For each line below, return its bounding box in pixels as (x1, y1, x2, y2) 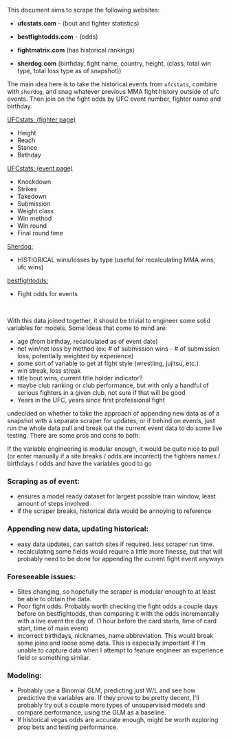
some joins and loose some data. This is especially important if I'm (16, 639, 206, 647)
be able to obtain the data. (16, 594, 92, 603)
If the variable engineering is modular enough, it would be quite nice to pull (7, 445, 219, 453)
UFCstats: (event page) (7, 164, 74, 172)
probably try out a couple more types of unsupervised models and (16, 701, 206, 710)
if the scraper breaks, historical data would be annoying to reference (16, 507, 212, 515)
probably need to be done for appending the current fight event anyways (16, 554, 224, 563)
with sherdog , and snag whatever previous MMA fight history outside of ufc (7, 88, 220, 95)
